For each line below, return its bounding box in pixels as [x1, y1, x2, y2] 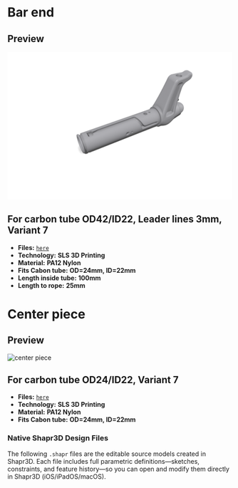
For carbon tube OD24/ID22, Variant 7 [7, 373, 179, 385]
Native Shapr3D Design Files [7, 433, 109, 443]
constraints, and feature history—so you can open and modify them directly [7, 464, 230, 473]
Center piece [7, 306, 86, 322]
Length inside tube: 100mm [17, 274, 101, 282]
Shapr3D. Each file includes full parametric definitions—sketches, [7, 457, 200, 465]
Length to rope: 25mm [17, 281, 86, 289]
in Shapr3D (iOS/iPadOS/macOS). [7, 472, 106, 481]
